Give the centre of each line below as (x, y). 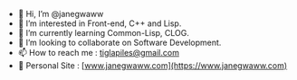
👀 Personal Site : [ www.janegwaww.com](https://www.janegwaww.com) (153, 66)
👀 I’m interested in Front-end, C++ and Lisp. (100, 23)
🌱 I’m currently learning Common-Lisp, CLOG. (104, 33)
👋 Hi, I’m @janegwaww (61, 14)
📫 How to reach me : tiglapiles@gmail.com (98, 53)
